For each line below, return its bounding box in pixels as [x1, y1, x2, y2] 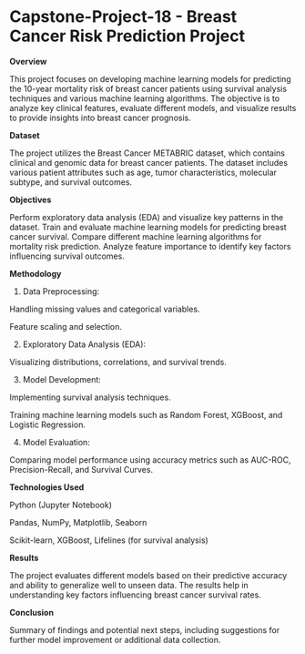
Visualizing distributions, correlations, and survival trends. [9, 356, 228, 367]
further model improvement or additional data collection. [9, 634, 221, 645]
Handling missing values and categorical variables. [9, 303, 200, 314]
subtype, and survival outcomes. [9, 176, 133, 188]
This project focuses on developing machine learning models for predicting [9, 73, 291, 84]
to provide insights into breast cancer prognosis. [9, 112, 191, 123]
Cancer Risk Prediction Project [9, 26, 246, 46]
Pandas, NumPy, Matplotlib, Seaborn [9, 516, 147, 527]
